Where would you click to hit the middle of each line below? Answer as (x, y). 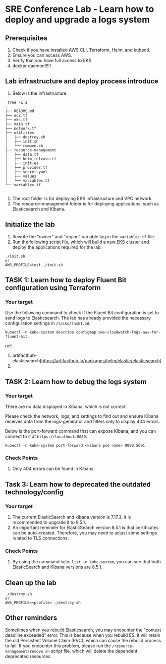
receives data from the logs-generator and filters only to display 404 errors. (83, 421)
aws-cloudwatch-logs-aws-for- (130, 332)
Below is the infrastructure (39, 93)
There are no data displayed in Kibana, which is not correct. (66, 406)
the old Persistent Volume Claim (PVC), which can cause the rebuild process (83, 640)
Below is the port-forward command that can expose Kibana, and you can (81, 431)
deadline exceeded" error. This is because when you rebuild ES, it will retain (83, 635)
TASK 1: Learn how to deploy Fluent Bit (66, 280)
